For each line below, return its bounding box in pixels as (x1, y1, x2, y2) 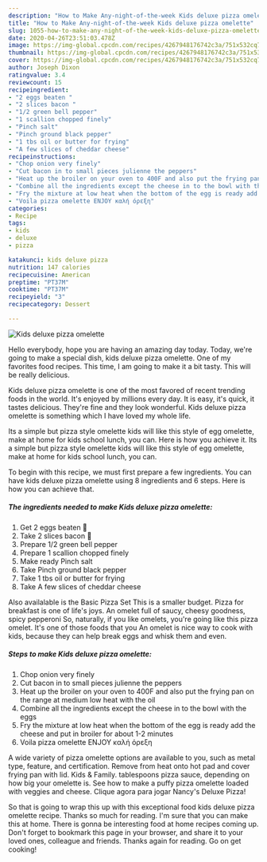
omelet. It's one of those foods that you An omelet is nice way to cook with (8, 623, 253, 632)
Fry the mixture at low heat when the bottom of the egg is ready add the (19, 720, 256, 730)
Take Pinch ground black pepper (19, 565, 127, 574)
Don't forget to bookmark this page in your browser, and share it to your (8, 827, 244, 837)
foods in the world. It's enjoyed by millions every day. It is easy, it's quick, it (8, 394, 254, 403)
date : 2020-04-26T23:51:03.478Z (8, 33, 115, 42)
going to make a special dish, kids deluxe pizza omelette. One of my (8, 352, 231, 363)
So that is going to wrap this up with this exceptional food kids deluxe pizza (8, 802, 255, 812)
